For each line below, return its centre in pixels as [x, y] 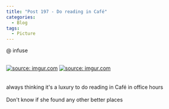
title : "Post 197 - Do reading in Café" [57, 12]
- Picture [23, 34]
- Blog [20, 23]
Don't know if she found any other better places [65, 100]
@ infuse [17, 50]
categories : [21, 17]
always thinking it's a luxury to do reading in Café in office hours [85, 87]
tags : [13, 28]
